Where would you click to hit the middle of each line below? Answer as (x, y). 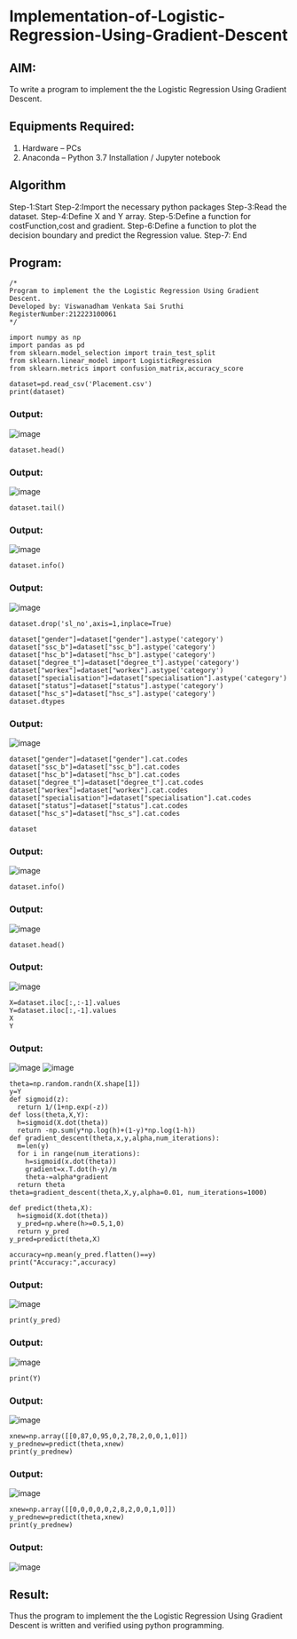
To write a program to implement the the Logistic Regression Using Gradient (148, 89)
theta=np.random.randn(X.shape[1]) (75, 1084)
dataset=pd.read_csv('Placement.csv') (81, 384)
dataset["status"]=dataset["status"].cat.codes (99, 805)
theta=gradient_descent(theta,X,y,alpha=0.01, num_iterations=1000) (138, 1193)
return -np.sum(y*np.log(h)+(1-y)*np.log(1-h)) (107, 1131)
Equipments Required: (72, 127)
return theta (41, 1185)
